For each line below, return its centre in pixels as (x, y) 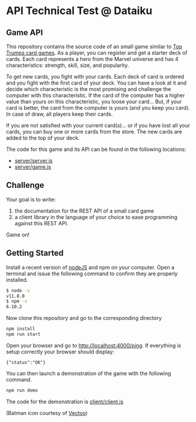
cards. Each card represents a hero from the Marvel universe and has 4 (92, 59)
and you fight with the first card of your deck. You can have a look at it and (96, 83)
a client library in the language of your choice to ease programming (96, 217)
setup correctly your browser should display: (60, 352)
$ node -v (18, 291)
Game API (24, 33)
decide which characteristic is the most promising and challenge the (89, 89)
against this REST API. (41, 223)
